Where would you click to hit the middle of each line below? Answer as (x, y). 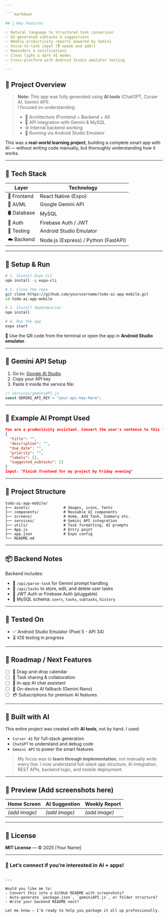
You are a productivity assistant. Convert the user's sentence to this (82, 430)
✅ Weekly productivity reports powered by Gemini (58, 41)
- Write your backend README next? (42, 902)
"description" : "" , (30, 443)
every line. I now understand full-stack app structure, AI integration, (87, 764)
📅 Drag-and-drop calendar (40, 672)
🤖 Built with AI (27, 717)
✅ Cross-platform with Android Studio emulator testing (65, 60)
